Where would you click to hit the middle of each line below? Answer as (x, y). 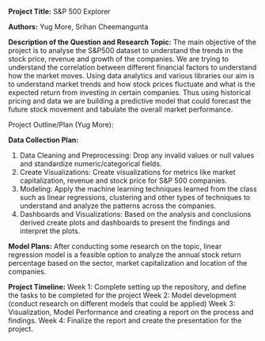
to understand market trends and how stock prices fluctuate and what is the (132, 84)
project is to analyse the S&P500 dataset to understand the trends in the (126, 50)
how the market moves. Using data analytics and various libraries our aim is (131, 76)
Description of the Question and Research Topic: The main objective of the (132, 42)
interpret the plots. (50, 231)
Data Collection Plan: (44, 140)
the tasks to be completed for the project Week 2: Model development (123, 295)
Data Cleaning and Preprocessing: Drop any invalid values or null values (137, 155)
